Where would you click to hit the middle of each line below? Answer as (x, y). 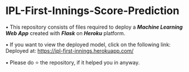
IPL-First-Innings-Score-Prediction (92, 11)
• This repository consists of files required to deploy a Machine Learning (94, 27)
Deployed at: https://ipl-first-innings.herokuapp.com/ (70, 50)
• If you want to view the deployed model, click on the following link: (88, 44)
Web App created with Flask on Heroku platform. (65, 33)
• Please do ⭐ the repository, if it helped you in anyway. (73, 62)
